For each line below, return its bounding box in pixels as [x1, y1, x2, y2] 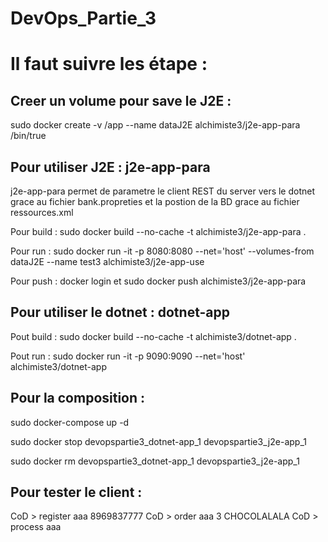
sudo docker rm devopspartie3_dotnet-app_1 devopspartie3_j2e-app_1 [10, 455, 300, 467]
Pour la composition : [10, 390, 146, 407]
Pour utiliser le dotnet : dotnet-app [10, 304, 230, 321]
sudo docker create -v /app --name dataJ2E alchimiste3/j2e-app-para [10, 119, 301, 131]
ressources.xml [10, 207, 74, 218]
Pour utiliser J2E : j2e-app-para [10, 158, 211, 176]
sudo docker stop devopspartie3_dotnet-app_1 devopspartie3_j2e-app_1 [10, 435, 307, 447]
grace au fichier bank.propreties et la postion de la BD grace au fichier [10, 196, 300, 207]
